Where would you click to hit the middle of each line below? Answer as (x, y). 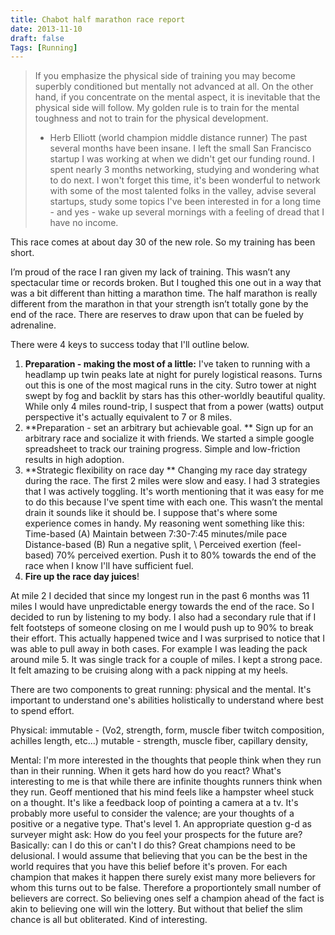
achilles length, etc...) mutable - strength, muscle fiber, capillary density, (159, 741)
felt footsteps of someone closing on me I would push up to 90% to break (162, 628)
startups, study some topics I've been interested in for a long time (185, 202)
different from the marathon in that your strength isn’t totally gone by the (159, 304)
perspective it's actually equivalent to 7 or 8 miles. (128, 417)
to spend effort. (42, 711)
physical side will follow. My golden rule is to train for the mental (167, 108)
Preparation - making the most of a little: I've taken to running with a (167, 364)
